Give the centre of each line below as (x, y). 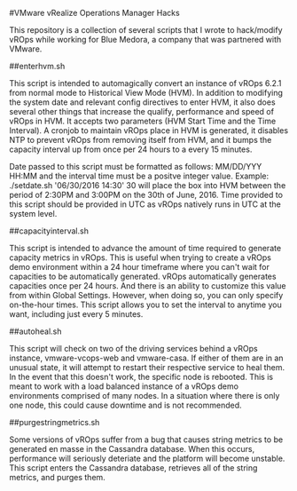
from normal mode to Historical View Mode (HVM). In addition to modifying (146, 93)
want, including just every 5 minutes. (76, 314)
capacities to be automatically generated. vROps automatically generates (143, 276)
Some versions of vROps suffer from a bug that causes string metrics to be (146, 440)
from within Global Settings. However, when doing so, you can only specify (146, 295)
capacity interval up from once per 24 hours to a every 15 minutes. (131, 149)
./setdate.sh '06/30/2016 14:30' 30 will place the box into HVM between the (148, 185)
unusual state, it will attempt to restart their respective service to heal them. (147, 367)
